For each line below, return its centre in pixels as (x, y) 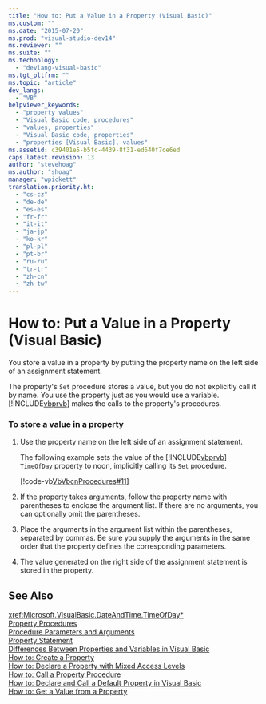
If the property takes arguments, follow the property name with (123, 497)
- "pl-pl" (32, 247)
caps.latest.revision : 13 (51, 157)
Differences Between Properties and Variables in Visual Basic (109, 649)
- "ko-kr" (32, 239)
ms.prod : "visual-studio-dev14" (62, 38)
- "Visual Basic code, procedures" (75, 120)
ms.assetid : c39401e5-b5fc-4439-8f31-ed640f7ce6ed (94, 150)
